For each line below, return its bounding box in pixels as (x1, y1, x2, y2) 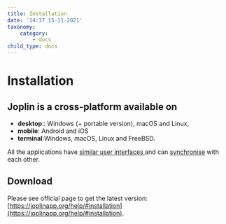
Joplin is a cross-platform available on (7, 101, 178, 113)
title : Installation (7, 10, 68, 17)
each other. (7, 155, 41, 163)
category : (20, 29, 49, 37)
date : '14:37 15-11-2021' (7, 17, 83, 24)
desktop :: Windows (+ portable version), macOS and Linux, (17, 120, 190, 127)
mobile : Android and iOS (17, 127, 89, 135)
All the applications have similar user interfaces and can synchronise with (7, 148, 219, 156)
